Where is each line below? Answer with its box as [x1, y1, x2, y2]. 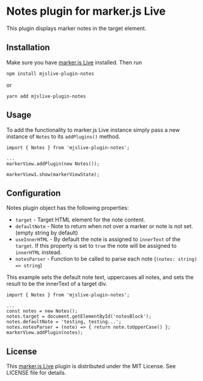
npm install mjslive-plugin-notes [6, 71, 95, 77]
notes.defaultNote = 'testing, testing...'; [6, 319, 122, 325]
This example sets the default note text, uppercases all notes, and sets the [6, 274, 194, 281]
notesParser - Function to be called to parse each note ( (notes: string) [15, 255, 197, 263]
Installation [6, 42, 50, 53]
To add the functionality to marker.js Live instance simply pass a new [6, 126, 180, 133]
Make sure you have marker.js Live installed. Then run [6, 58, 142, 66]
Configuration [6, 188, 61, 198]
